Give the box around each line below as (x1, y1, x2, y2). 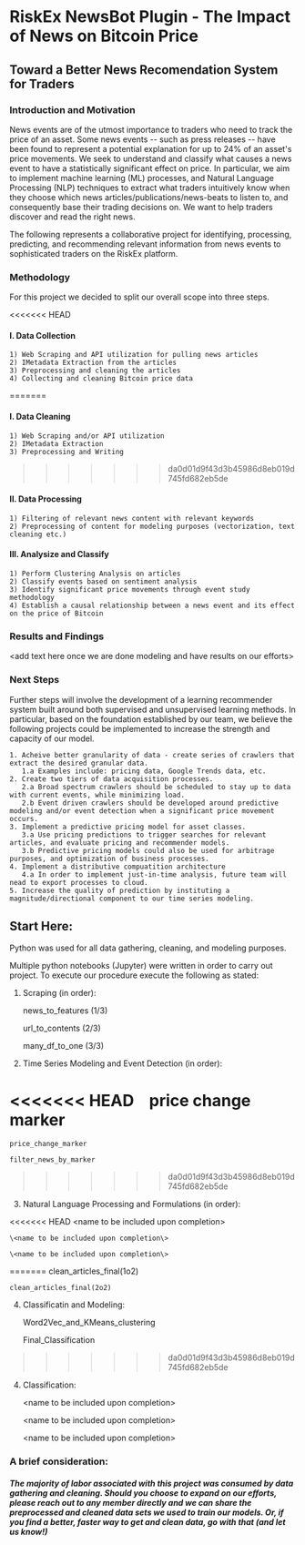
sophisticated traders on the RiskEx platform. (9, 248, 178, 259)
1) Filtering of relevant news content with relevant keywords (9, 513, 255, 523)
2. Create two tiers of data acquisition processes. (9, 774, 214, 784)
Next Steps (9, 674, 60, 686)
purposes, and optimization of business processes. (9, 854, 209, 863)
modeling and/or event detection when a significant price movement (9, 806, 275, 816)
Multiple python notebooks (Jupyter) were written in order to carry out (9, 961, 273, 971)
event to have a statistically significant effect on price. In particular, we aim (9, 162, 290, 174)
